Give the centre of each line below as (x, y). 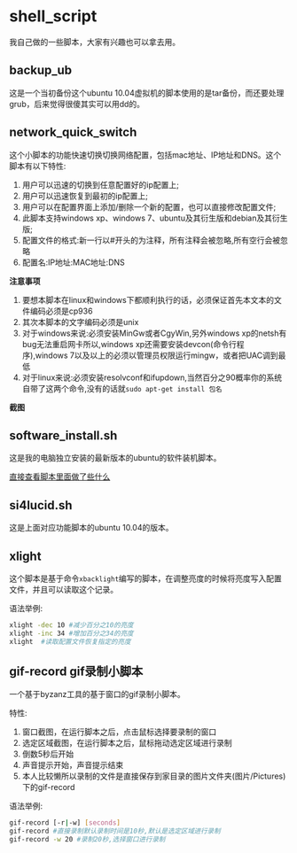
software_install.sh (63, 435)
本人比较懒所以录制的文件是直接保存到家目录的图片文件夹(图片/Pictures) (154, 776)
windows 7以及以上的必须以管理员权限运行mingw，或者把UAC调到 (156, 355)
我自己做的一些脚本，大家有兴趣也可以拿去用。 (94, 42)
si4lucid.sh (41, 505)
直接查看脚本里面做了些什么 (60, 477)
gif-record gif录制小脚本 (76, 672)
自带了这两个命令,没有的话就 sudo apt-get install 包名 (122, 388)
